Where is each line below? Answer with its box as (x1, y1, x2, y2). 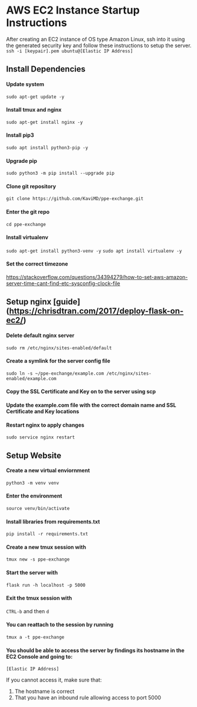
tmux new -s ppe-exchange (6, 557, 70, 562)
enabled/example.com (6, 375, 57, 381)
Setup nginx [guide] (6, 297, 81, 307)
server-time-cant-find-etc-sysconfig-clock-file (6, 280, 121, 287)
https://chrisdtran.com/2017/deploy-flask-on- (9, 306, 184, 316)
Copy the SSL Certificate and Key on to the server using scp (6, 388, 156, 395)
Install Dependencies (6, 64, 86, 74)
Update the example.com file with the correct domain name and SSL (6, 401, 176, 408)
